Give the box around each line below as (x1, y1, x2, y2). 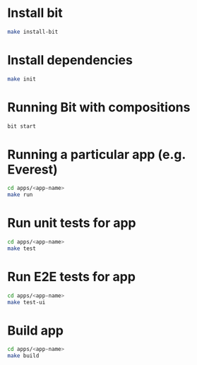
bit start (7, 122, 37, 130)
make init (7, 76, 37, 83)
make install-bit (7, 28, 59, 35)
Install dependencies (7, 52, 133, 68)
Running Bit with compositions (7, 99, 191, 115)
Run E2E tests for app (7, 269, 136, 285)
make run (7, 191, 33, 198)
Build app (7, 323, 64, 338)
